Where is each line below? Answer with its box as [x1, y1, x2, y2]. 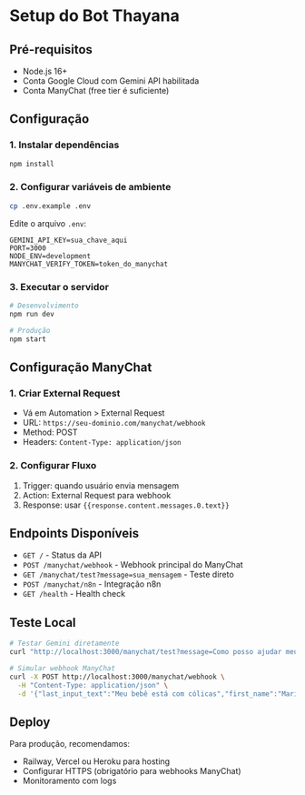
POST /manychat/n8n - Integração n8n [22, 579, 162, 589]
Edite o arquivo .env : [9, 217, 87, 228]
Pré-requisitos [9, 42, 93, 57]
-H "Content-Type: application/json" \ [17, 680, 169, 689]
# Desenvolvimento [9, 301, 79, 310]
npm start [9, 334, 47, 344]
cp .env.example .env [9, 201, 92, 210]
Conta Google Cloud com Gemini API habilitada [22, 75, 200, 86]
